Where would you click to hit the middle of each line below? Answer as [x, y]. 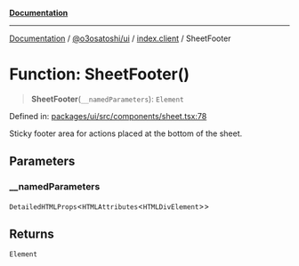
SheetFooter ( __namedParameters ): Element [107, 99]
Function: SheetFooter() [99, 74]
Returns [32, 234]
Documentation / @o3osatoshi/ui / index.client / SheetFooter [120, 38]
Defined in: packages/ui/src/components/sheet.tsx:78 [108, 116]
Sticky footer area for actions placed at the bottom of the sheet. [126, 133]
